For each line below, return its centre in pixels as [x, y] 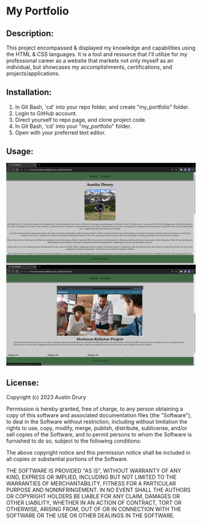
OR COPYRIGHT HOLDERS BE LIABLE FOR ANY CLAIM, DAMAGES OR [93, 496]
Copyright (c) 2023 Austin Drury [46, 397]
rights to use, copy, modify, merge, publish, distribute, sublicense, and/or [97, 428]
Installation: [29, 93]
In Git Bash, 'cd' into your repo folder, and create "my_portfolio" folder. [102, 107]
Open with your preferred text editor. [60, 132]
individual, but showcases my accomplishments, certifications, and [89, 67]
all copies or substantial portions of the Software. [67, 459]
